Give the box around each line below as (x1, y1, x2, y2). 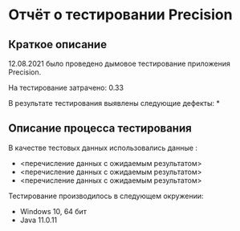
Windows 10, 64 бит (19, 206, 87, 216)
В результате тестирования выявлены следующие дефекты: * (8, 99, 221, 107)
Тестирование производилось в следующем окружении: (8, 191, 204, 201)
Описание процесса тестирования (8, 122, 193, 136)
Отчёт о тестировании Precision (8, 6, 233, 24)
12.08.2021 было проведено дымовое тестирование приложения (8, 59, 231, 68)
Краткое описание (8, 38, 107, 51)
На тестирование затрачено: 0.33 (8, 83, 124, 92)
